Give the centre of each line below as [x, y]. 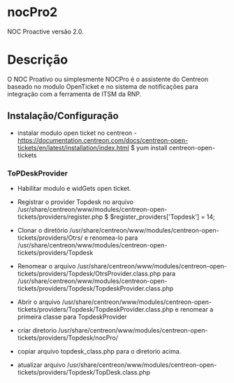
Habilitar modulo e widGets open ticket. [74, 188]
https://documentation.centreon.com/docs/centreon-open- [103, 140]
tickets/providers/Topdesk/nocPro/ [68, 338]
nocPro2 [32, 12]
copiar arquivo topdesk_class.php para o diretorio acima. [99, 351]
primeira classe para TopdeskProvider [72, 317]
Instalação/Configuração [63, 116]
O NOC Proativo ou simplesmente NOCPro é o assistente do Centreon [108, 79]
